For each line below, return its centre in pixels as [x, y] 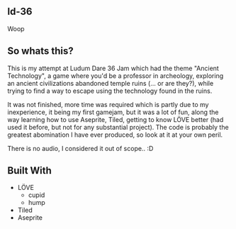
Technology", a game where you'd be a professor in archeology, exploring [116, 76]
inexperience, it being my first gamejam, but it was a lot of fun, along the [113, 112]
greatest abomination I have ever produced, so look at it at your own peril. [115, 135]
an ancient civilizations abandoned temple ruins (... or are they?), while [111, 83]
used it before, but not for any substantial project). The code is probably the [118, 127]
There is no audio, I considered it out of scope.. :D [80, 148]
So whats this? [41, 51]
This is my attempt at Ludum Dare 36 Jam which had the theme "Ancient [113, 68]
